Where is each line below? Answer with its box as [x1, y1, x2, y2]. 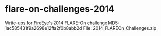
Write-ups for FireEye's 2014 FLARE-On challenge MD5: [5, 20, 119, 26]
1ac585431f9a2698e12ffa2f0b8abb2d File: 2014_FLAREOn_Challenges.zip [5, 25, 157, 31]
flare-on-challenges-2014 [5, 3, 115, 15]
